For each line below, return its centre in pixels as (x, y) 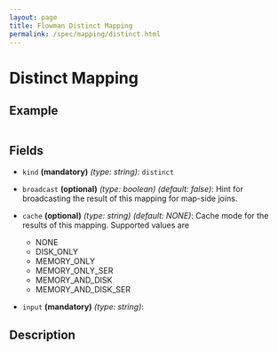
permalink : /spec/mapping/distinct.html (85, 34)
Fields (27, 151)
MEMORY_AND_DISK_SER (83, 290)
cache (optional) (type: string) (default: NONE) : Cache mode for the (145, 216)
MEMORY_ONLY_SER (74, 271)
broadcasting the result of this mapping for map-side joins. (130, 199)
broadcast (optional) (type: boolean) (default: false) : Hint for (133, 189)
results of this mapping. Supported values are (105, 225)
